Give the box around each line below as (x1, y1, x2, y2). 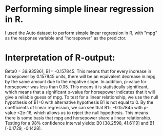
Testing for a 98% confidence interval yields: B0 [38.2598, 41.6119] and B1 (5, 120, 155, 126)
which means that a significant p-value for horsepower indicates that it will (5, 89, 155, 95)
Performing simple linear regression (5, 3, 155, 15)
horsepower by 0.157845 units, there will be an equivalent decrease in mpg (5, 73, 156, 79)
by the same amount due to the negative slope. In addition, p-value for (5, 78, 147, 84)
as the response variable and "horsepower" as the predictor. (5, 35, 127, 41)
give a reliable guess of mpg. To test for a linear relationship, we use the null (5, 94, 159, 100)
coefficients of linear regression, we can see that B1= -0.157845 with (5, 104, 143, 110)
